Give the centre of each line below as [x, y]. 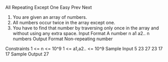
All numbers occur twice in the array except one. [64, 23]
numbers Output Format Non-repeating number [63, 39]
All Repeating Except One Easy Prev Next [49, 7]
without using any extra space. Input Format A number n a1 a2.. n [81, 33]
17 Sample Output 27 [27, 54]
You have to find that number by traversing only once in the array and [86, 28]
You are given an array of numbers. [50, 17]
